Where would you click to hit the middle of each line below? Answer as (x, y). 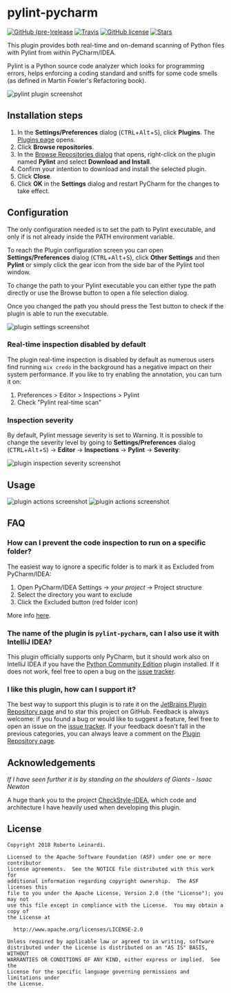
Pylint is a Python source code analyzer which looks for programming (106, 66)
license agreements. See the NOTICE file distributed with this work (111, 869)
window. (19, 272)
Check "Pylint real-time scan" (59, 402)
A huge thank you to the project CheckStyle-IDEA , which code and (102, 800)
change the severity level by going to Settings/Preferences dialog (101, 442)
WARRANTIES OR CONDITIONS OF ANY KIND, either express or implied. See (114, 960)
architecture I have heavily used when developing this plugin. (94, 807)
